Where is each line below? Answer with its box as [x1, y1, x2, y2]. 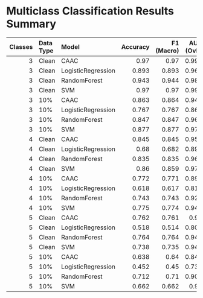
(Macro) [155, 46, 179, 55]
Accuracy [121, 42, 150, 51]
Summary [6, 17, 56, 31]
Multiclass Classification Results [6, 4, 174, 18]
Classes [9, 42, 33, 51]
